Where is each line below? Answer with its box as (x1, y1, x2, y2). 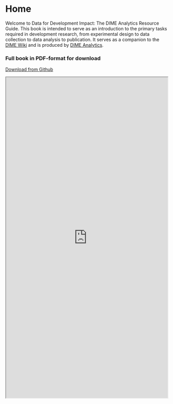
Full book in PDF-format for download (5, 54, 101, 62)
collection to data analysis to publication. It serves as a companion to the (5, 36, 160, 43)
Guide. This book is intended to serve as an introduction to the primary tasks (5, 25, 167, 31)
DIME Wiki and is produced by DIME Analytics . (5, 42, 104, 48)
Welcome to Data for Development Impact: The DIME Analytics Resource (5, 20, 159, 26)
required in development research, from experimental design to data (5, 31, 150, 37)
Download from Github (5, 66, 53, 72)
